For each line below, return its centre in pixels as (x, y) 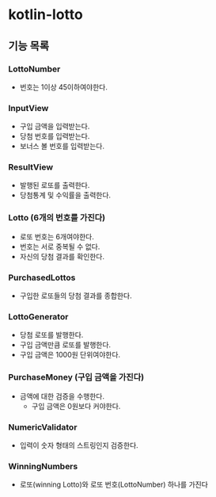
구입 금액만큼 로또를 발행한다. (65, 345)
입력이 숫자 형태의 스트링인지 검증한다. (79, 445)
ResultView (31, 167)
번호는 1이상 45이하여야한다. (64, 87)
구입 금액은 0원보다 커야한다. (76, 406)
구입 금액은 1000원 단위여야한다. (70, 355)
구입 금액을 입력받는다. (55, 126)
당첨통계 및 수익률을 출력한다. (65, 195)
